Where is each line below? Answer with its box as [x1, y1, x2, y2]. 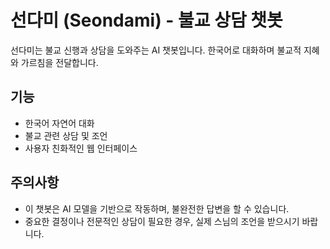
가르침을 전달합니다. [20, 56, 99, 68]
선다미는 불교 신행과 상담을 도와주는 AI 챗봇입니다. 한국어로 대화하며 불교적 [10, 44, 302, 56]
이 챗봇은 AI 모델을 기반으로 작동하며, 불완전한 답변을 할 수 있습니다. [24, 202, 290, 215]
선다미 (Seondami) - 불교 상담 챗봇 [10, 9, 283, 32]
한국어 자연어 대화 [24, 117, 95, 129]
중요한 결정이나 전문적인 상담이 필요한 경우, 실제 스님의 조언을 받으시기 [24, 215, 300, 227]
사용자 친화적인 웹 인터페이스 [24, 142, 138, 154]
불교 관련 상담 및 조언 [24, 129, 108, 141]
